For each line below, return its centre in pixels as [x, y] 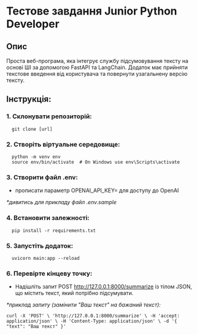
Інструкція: [29, 99]
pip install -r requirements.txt [54, 231]
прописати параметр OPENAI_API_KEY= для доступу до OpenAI [97, 191]
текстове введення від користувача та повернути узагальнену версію [97, 74]
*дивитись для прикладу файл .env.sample [61, 202]
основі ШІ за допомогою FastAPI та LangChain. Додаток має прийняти [97, 67]
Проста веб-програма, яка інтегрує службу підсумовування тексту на [97, 61]
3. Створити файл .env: [42, 177]
